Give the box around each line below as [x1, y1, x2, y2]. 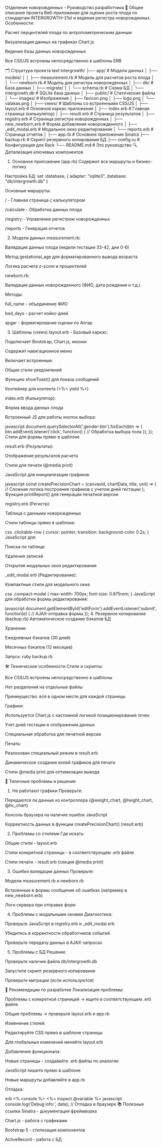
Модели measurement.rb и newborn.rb [5, 878, 84, 884]
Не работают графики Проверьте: [12, 788, 82, 794]
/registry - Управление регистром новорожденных [5, 216, 110, 222]
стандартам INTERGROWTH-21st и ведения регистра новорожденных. [5, 15, 151, 20]
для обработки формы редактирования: [5, 596, 88, 602]
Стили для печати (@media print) [5, 462, 73, 468]
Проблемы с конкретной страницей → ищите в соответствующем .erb [5, 996, 151, 1002]
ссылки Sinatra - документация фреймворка [5, 1108, 97, 1114]
